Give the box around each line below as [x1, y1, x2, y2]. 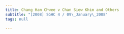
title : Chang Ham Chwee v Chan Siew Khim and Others [5, 7, 119, 12]
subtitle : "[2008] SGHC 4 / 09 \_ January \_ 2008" [5, 12, 108, 17]
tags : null [5, 16, 28, 21]
